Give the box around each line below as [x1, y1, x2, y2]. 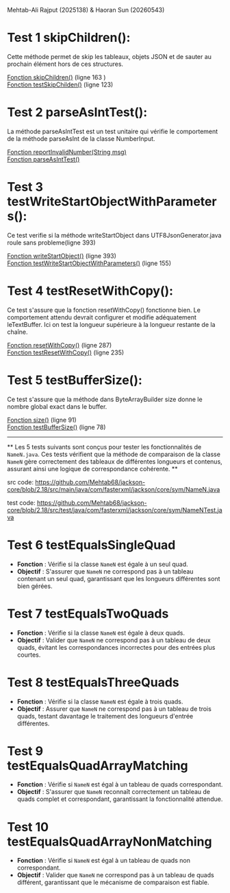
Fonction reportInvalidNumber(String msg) [7, 148, 127, 156]
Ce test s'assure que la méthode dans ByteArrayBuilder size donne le [7, 395, 203, 403]
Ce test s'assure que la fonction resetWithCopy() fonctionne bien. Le [7, 306, 201, 314]
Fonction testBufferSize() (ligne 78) [7, 422, 106, 431]
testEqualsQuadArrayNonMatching [7, 834, 212, 849]
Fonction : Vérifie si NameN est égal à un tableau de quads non [16, 857, 190, 865]
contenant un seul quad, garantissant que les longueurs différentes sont [16, 574, 220, 583]
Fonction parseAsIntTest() [7, 155, 80, 163]
